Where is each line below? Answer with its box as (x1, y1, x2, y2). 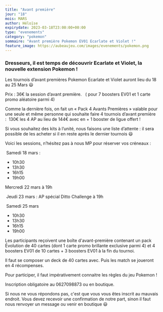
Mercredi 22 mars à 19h (5, 184, 53, 190)
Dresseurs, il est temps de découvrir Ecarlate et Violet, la (5, 59, 143, 66)
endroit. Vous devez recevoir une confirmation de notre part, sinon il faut (5, 296, 151, 302)
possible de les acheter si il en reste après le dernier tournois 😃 (5, 131, 133, 136)
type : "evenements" (5, 30, 45, 35)
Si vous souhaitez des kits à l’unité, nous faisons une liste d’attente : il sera (5, 125, 154, 132)
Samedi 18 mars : (6, 150, 41, 156)
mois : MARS (5, 16, 27, 21)
